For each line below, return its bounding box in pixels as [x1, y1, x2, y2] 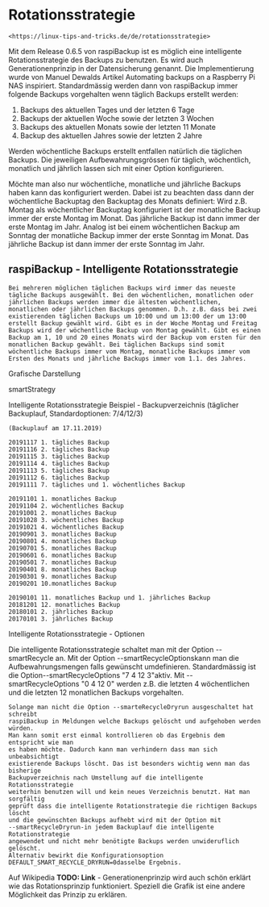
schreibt [8, 710, 38, 718]
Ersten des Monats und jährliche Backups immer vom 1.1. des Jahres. [8, 354, 247, 362]
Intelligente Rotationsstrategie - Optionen [8, 629, 145, 638]
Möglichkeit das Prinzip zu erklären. [8, 889, 127, 899]
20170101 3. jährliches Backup [8, 615, 114, 623]
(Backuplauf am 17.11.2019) [8, 424, 103, 433]
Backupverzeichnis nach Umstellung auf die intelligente [8, 773, 204, 782]
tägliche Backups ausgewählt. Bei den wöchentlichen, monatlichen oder [8, 290, 254, 299]
